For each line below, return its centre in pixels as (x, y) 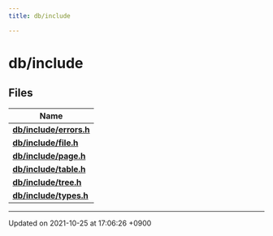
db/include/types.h (50, 195)
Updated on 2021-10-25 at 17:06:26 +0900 (80, 223)
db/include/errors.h (52, 129)
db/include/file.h (45, 143)
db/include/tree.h (47, 182)
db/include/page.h (49, 156)
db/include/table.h (49, 169)
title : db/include (39, 16)
